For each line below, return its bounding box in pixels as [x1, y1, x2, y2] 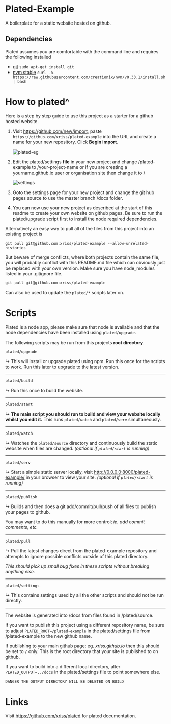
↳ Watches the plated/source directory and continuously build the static [5, 440, 158, 446]
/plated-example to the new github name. [5, 633, 92, 639]
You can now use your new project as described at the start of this [12, 205, 153, 211]
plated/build [5, 378, 33, 383]
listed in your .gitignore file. [5, 270, 63, 276]
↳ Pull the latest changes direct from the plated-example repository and [5, 547, 157, 554]
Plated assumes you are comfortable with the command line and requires [5, 48, 159, 54]
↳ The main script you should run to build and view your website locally [5, 411, 161, 417]
